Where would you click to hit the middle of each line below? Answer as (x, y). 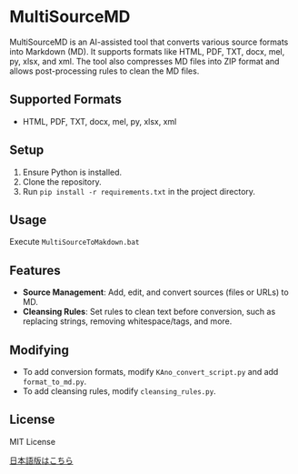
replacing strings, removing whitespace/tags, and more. (127, 321)
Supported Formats (66, 100)
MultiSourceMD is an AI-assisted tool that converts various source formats (149, 42)
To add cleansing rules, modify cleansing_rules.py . (119, 391)
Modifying (40, 350)
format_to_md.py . (55, 381)
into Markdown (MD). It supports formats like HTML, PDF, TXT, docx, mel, (147, 51)
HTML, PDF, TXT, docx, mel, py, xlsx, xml (99, 121)
